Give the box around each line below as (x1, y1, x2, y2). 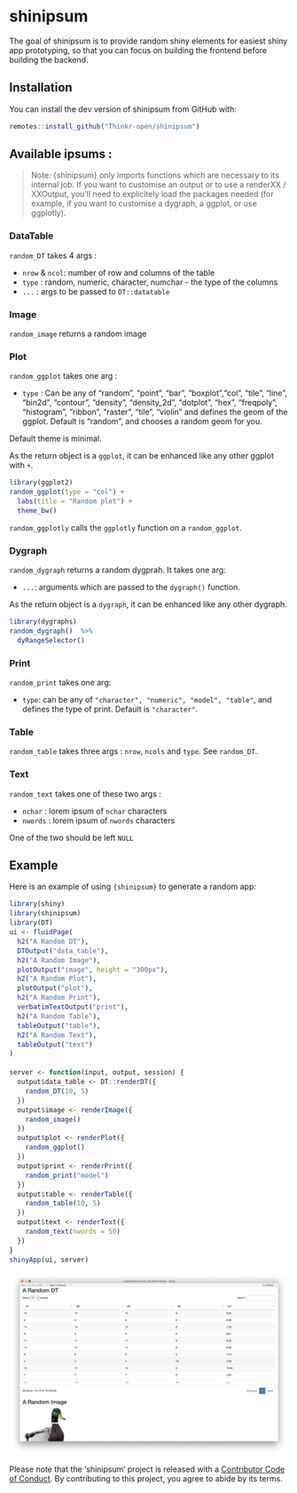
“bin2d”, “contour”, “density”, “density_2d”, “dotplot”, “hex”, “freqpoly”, (21, 397, 277, 408)
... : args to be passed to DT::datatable (21, 286, 170, 296)
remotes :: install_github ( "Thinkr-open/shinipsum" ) (9, 122, 200, 130)
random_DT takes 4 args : (9, 250, 98, 261)
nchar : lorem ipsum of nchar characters (21, 805, 168, 816)
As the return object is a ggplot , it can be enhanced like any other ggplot (9, 451, 275, 461)
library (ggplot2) (9, 478, 74, 487)
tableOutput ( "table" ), (17, 1021, 101, 1030)
